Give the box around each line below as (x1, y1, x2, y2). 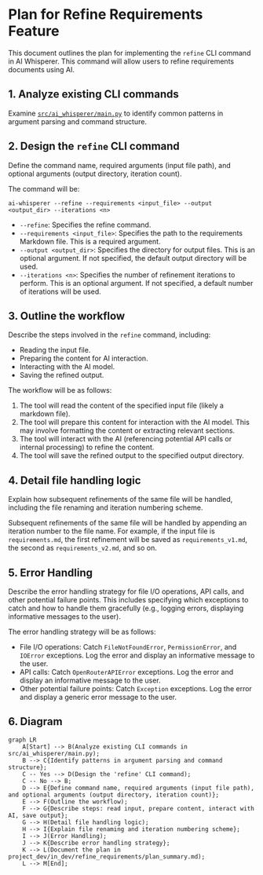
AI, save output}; (8, 811, 68, 819)
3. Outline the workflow (8, 309, 126, 323)
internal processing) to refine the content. (19, 442, 155, 452)
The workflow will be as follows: (8, 386, 112, 395)
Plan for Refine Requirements (8, 5, 203, 24)
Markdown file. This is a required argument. (19, 236, 161, 246)
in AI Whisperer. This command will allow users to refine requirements (8, 57, 234, 66)
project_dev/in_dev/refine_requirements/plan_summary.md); (8, 852, 206, 861)
